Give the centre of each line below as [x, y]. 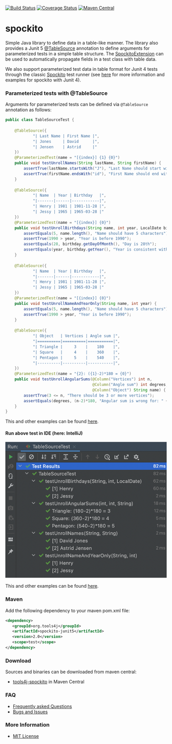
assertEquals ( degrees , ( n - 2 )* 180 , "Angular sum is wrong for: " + [96, 401]
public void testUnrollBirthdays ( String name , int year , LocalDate [88, 228]
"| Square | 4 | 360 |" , [76, 352]
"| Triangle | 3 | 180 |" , [76, 347]
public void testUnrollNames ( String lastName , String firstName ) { [88, 163]
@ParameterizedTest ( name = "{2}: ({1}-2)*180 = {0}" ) [73, 374]
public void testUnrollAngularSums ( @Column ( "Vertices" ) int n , [83, 379]
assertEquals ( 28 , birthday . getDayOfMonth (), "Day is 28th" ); [90, 244]
